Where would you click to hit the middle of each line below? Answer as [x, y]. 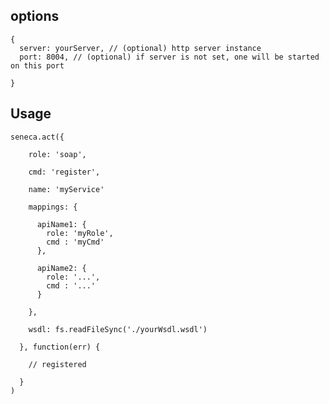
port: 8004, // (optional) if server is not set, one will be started [169, 57]
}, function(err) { [60, 347]
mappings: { [53, 207]
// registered [57, 364]
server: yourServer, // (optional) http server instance [140, 48]
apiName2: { [61, 268]
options [35, 16]
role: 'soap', [57, 154]
